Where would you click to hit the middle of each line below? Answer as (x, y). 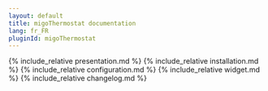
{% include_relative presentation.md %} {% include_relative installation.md (134, 61)
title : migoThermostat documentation (72, 23)
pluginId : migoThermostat (52, 38)
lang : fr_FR (28, 31)
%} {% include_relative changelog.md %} (78, 78)
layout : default (36, 16)
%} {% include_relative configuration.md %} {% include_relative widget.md (134, 70)
